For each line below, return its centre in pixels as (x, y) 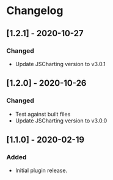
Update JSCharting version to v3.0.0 (61, 121)
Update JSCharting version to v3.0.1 (60, 64)
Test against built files (43, 114)
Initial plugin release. (41, 171)
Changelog (35, 11)
